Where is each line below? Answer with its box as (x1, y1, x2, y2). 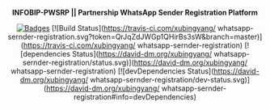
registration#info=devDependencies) (73, 92, 197, 101)
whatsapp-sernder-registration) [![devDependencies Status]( (11, 66, 214, 76)
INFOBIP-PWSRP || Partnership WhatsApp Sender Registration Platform (12, 8, 258, 17)
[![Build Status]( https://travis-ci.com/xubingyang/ (51, 23, 216, 32)
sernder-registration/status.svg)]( (22, 57, 134, 67)
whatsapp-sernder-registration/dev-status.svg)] (89, 75, 251, 84)
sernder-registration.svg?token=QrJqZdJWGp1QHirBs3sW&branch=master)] (7, 32, 263, 41)
